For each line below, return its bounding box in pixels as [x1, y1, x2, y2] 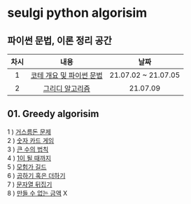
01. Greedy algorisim [7, 108, 99, 120]
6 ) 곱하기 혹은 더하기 [7, 171, 66, 179]
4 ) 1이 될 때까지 [7, 154, 52, 162]
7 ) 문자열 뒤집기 [7, 180, 52, 189]
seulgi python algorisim [7, 5, 148, 21]
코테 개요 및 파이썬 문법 [30, 71, 103, 80]
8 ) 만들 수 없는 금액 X [7, 189, 68, 197]
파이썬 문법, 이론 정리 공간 [7, 34, 112, 46]
